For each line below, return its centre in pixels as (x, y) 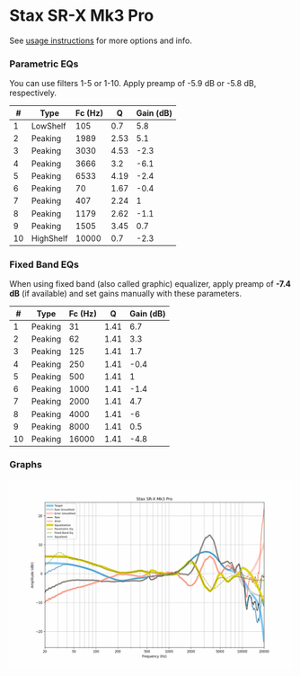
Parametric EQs (44, 64)
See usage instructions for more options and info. (101, 40)
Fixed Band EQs (44, 264)
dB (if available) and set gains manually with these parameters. (126, 294)
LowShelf (49, 126)
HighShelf (49, 238)
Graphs (26, 465)
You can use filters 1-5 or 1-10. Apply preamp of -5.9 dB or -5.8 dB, (133, 84)
